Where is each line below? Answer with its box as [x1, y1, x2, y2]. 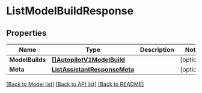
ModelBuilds [9, 55, 46, 64]
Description [140, 46, 174, 54]
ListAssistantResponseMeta [51, 66, 135, 73]
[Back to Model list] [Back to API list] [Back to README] [6, 80, 144, 88]
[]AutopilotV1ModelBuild [51, 55, 125, 64]
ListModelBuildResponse [6, 4, 134, 18]
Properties [6, 28, 47, 38]
